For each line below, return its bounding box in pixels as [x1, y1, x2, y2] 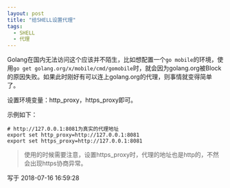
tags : [7, 23, 23, 30]
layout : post [7, 10, 45, 17]
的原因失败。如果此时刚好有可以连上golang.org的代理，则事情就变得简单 [7, 73, 213, 81]
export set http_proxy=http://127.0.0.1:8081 [7, 132, 139, 138]
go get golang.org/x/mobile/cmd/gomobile [13, 65, 134, 72]
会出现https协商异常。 [23, 159, 87, 167]
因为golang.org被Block [157, 64, 222, 72]
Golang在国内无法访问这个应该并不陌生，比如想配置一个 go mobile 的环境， [7, 56, 218, 64]
